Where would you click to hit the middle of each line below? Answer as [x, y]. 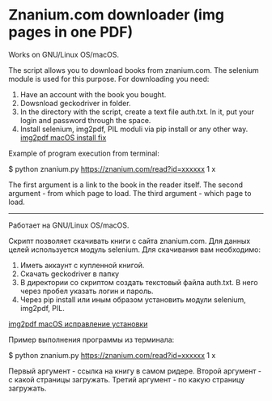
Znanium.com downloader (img [117, 15]
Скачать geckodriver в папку [70, 274]
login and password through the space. [85, 120]
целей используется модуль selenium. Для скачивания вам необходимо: [135, 250]
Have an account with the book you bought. [93, 94]
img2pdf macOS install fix [63, 137]
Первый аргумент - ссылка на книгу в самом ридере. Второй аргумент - [135, 371]
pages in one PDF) [71, 32]
